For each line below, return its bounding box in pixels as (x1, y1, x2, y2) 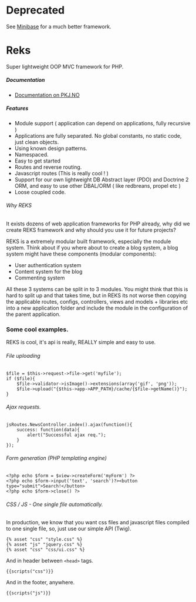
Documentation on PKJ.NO (14, 91, 80, 98)
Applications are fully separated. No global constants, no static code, (14, 132, 182, 139)
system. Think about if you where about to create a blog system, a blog (6, 244, 178, 251)
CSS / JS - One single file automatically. (6, 501, 103, 508)
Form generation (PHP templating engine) (6, 454, 107, 462)
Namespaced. (14, 151, 49, 158)
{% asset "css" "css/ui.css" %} (6, 547, 85, 553)
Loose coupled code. (14, 188, 66, 195)
